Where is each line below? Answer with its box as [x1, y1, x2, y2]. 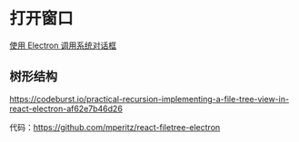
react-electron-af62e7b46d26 [9, 103, 123, 114]
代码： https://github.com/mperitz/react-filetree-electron [9, 121, 221, 132]
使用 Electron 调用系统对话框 [9, 40, 117, 51]
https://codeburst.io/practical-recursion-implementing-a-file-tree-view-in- [9, 93, 289, 104]
